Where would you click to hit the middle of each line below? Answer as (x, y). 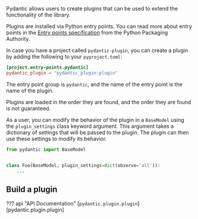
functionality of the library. (39, 15)
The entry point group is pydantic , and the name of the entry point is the (94, 84)
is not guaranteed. (28, 108)
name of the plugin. (30, 91)
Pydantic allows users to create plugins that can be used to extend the (92, 9)
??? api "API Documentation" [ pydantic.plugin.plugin (72, 204)
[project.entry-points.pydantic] (47, 67)
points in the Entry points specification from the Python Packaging (87, 33)
